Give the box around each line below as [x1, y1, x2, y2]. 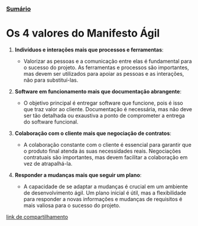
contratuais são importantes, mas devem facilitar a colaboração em [23, 153, 188, 161]
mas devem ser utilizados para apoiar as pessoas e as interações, [23, 70, 184, 77]
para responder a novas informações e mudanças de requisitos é [23, 195, 183, 202]
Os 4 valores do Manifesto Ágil [6, 27, 160, 40]
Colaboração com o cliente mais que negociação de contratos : [14, 130, 171, 137]
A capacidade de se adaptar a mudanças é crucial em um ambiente [23, 183, 188, 190]
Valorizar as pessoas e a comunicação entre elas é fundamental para [23, 57, 192, 64]
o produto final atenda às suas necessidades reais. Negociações [23, 147, 181, 154]
